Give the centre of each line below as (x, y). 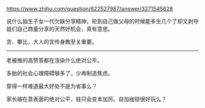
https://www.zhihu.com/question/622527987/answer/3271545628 (90, 9)
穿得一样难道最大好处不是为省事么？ (52, 86)
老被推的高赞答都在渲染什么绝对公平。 (54, 60)
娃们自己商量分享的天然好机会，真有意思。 (60, 29)
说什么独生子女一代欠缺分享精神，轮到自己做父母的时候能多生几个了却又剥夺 (103, 21)
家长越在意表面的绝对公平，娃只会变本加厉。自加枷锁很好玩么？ (86, 99)
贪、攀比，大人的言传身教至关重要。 (52, 42)
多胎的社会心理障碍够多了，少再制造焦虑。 (60, 73)
